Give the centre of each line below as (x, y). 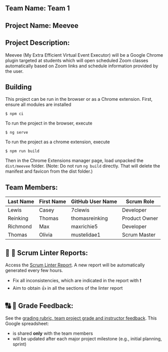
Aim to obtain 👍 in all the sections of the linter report (68, 288)
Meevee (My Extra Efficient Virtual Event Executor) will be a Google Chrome (84, 55)
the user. (14, 71)
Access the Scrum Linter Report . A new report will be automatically (75, 265)
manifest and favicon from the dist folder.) (49, 171)
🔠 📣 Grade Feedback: (39, 306)
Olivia (46, 235)
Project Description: (37, 43)
